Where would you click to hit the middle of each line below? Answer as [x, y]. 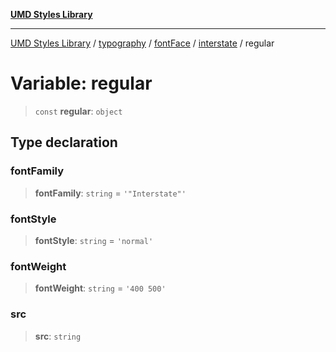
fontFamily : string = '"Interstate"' [110, 193]
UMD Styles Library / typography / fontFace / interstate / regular [142, 43]
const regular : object [78, 111]
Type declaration [64, 142]
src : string [58, 336]
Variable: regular [81, 83]
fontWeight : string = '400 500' [100, 288]
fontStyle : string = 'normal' [94, 240]
